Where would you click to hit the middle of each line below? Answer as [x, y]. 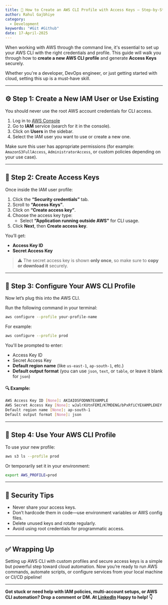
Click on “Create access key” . [44, 210]
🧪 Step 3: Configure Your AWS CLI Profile [70, 286]
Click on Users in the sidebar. [43, 131]
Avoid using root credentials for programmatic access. [68, 529]
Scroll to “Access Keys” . [38, 205]
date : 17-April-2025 [27, 33]
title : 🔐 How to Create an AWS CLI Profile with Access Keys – [72, 10]
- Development [24, 24]
